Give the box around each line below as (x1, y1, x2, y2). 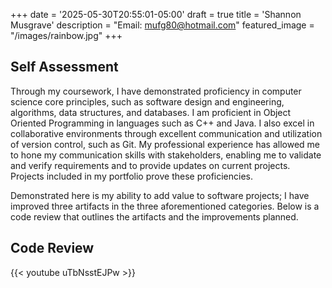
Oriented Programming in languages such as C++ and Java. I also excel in (10, 117, 315, 129)
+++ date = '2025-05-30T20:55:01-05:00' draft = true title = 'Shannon (10, 9, 302, 20)
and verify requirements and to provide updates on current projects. (10, 159, 291, 171)
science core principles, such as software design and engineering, (10, 95, 285, 108)
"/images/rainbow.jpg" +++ (10, 30, 123, 41)
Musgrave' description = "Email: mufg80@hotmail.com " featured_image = (10, 19, 315, 31)
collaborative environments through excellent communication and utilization (10, 127, 323, 139)
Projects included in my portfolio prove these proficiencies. (10, 170, 254, 182)
